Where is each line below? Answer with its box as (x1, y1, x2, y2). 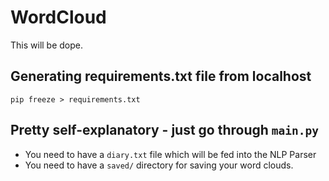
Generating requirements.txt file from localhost (10, 68, 312, 85)
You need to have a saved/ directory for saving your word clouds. (24, 159, 294, 171)
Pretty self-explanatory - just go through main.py (10, 122, 320, 139)
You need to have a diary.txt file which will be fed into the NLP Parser (24, 148, 317, 160)
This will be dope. (10, 39, 84, 51)
